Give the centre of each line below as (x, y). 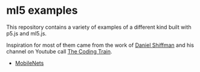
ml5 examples (42, 10)
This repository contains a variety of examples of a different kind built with (99, 27)
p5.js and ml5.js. (27, 33)
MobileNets (29, 63)
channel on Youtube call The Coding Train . (60, 51)
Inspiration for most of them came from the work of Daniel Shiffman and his (100, 45)
